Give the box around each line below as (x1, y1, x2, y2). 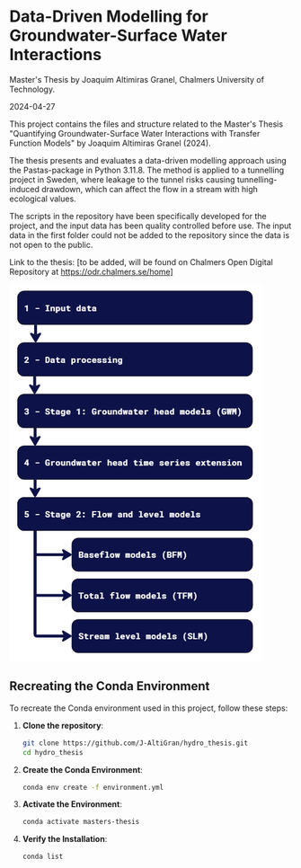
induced (9, 183, 40, 194)
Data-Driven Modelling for (9, 6, 208, 27)
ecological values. (9, 193, 76, 204)
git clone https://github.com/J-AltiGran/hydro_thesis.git (22, 739, 249, 748)
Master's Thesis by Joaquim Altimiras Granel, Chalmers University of (9, 74, 265, 84)
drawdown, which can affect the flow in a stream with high (41, 183, 259, 194)
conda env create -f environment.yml (22, 783, 164, 792)
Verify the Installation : (22, 834, 108, 845)
